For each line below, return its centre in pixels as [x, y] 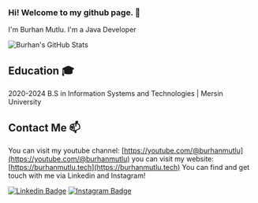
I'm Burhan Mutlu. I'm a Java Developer [72, 30]
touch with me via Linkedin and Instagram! [77, 175]
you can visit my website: [173, 159]
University [25, 102]
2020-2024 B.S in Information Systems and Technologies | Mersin [116, 94]
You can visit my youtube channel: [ [66, 150]
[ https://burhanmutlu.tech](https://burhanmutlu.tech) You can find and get [129, 167]
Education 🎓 [41, 70]
